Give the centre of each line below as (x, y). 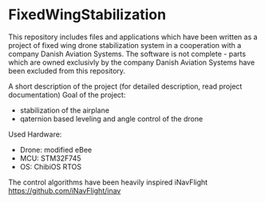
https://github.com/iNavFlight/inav (65, 190)
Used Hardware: (35, 134)
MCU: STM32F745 (50, 158)
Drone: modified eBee (56, 149)
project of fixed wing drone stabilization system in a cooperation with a (125, 45)
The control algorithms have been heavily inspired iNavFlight (108, 182)
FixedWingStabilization (87, 15)
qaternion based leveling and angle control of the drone (111, 118)
